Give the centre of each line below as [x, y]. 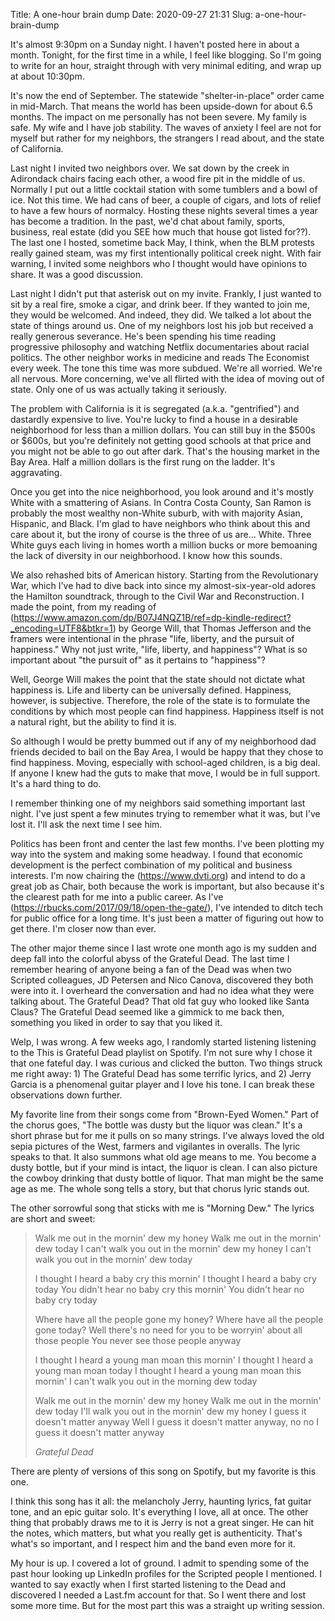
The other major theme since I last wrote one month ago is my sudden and [163, 948]
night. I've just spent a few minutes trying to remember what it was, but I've [165, 813]
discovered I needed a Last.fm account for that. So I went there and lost [158, 1595]
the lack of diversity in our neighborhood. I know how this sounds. [146, 555]
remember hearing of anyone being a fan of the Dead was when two [151, 969]
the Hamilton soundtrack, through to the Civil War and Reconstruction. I [157, 596]
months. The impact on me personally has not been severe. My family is [158, 117]
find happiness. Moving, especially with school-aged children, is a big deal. [165, 762]
